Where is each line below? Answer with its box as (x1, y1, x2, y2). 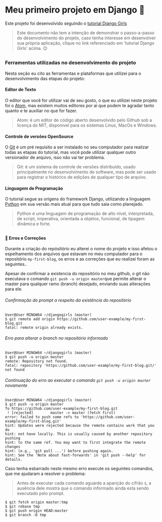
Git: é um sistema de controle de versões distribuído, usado (16, 164, 136, 170)
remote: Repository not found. (5, 359, 68, 363)
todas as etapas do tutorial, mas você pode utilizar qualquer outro (5, 149, 136, 155)
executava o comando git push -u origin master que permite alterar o (5, 276, 147, 282)
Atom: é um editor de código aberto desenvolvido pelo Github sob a (16, 117, 152, 123)
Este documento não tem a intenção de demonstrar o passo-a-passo (16, 30, 155, 35)
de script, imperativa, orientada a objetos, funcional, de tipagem (16, 216, 145, 222)
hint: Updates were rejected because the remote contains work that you (5, 423, 155, 428)
